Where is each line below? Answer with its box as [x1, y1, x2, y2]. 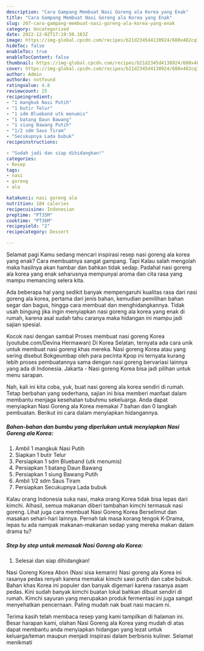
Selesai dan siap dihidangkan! [15, 557, 90, 564]
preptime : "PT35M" [6, 212, 53, 218]
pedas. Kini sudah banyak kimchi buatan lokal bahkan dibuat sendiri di [6, 588, 182, 595]
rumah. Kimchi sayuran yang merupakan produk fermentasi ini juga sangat [6, 594, 193, 602]
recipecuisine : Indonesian [6, 206, 75, 212]
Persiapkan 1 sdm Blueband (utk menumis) [15, 458, 122, 465]
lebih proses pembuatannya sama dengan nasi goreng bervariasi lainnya [6, 358, 188, 366]
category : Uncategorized [6, 26, 69, 32]
